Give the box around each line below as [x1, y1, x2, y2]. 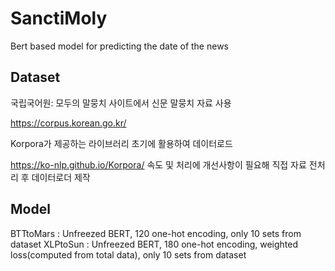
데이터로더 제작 [31, 171, 91, 183]
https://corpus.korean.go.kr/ [10, 117, 127, 129]
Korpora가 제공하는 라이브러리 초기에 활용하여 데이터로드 [10, 137, 233, 149]
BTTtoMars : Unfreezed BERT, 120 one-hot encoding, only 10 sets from [10, 227, 302, 239]
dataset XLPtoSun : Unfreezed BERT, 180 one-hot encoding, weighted [10, 238, 299, 250]
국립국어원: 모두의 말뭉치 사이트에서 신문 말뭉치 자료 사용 [10, 97, 232, 109]
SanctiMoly [10, 7, 108, 30]
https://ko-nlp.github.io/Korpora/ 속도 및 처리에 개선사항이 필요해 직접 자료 [10, 158, 307, 171]
